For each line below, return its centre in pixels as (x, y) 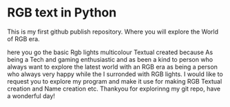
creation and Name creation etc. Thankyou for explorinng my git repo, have (114, 88)
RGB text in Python (62, 13)
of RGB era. (23, 38)
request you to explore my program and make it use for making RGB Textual (115, 81)
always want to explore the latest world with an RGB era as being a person (113, 67)
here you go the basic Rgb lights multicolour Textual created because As (110, 52)
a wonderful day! (31, 96)
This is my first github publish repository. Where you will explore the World (113, 32)
